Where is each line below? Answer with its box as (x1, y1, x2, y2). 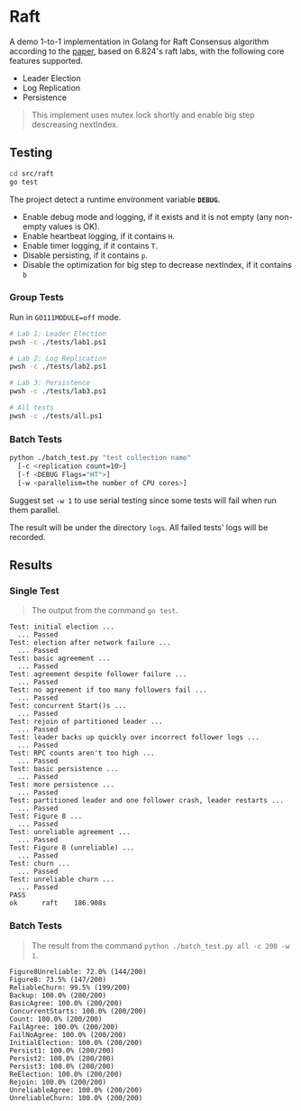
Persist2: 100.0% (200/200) (9, 1053, 115, 1063)
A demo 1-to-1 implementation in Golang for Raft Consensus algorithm (9, 36, 269, 47)
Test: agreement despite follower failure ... (9, 670, 187, 679)
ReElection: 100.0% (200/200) (9, 1070, 123, 1079)
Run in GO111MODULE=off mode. (9, 311, 122, 322)
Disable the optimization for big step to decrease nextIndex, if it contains (22, 259, 293, 270)
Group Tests (9, 291, 65, 304)
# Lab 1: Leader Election (9, 329, 106, 338)
